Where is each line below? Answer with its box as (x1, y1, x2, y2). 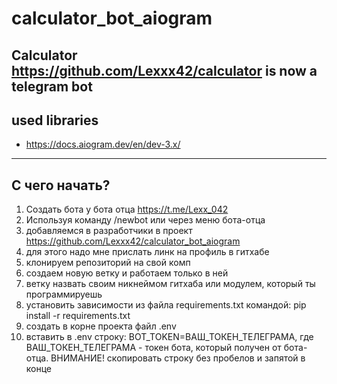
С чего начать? (11, 177, 111, 194)
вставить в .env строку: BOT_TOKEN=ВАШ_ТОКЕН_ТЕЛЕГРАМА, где (25, 331, 314, 343)
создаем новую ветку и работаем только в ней (25, 267, 229, 279)
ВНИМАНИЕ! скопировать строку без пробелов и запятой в (50, 352, 306, 364)
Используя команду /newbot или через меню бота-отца (25, 214, 266, 226)
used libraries (11, 112, 99, 129)
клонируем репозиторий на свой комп (25, 257, 191, 269)
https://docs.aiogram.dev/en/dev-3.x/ (25, 138, 181, 151)
